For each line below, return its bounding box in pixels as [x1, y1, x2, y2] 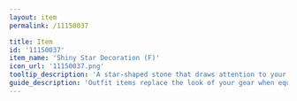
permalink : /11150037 [9, 21, 89, 30]
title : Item [9, 37, 53, 46]
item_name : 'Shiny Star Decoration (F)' [9, 54, 161, 63]
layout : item [9, 12, 57, 22]
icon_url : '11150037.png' [9, 62, 104, 71]
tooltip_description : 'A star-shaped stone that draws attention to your [9, 70, 287, 80]
